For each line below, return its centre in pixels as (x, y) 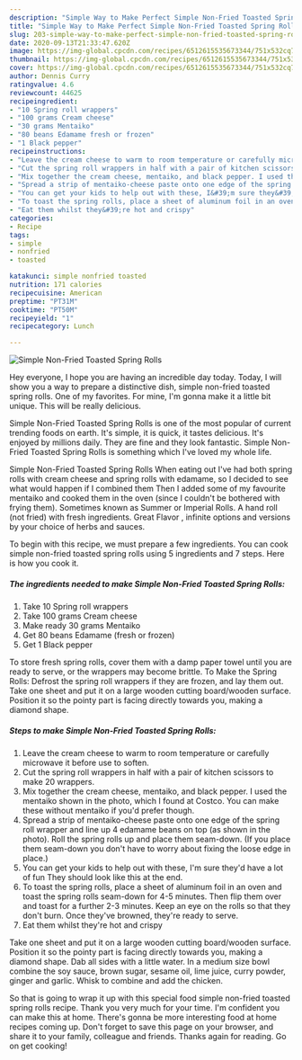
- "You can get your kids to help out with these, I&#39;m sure (132, 193)
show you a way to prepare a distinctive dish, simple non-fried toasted (140, 387)
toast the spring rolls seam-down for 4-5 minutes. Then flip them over (152, 896)
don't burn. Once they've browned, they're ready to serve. (130, 916)
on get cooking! (38, 1046)
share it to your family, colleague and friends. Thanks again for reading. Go (148, 1037)
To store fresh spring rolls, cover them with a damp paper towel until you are (151, 663)
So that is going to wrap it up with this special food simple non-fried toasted (150, 998)
